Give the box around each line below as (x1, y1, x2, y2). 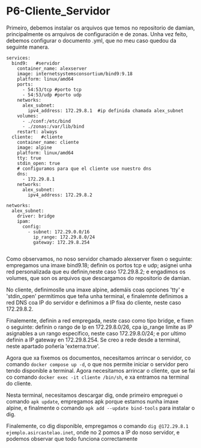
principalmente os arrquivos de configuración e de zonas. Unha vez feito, (6, 30, 188, 37)
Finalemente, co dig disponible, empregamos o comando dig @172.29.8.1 (6, 422, 189, 429)
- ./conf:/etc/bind (22, 118, 71, 124)
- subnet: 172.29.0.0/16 (28, 229, 90, 235)
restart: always (17, 128, 58, 135)
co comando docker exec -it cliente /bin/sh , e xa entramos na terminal (6, 373, 189, 381)
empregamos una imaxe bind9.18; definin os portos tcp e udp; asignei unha (6, 261, 192, 269)
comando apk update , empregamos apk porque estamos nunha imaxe (6, 397, 179, 405)
